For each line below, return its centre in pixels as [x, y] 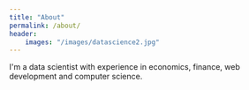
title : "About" [37, 17]
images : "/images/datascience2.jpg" [93, 42]
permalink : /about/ [45, 26]
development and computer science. [76, 77]
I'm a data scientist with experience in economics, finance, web [125, 67]
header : [23, 34]
